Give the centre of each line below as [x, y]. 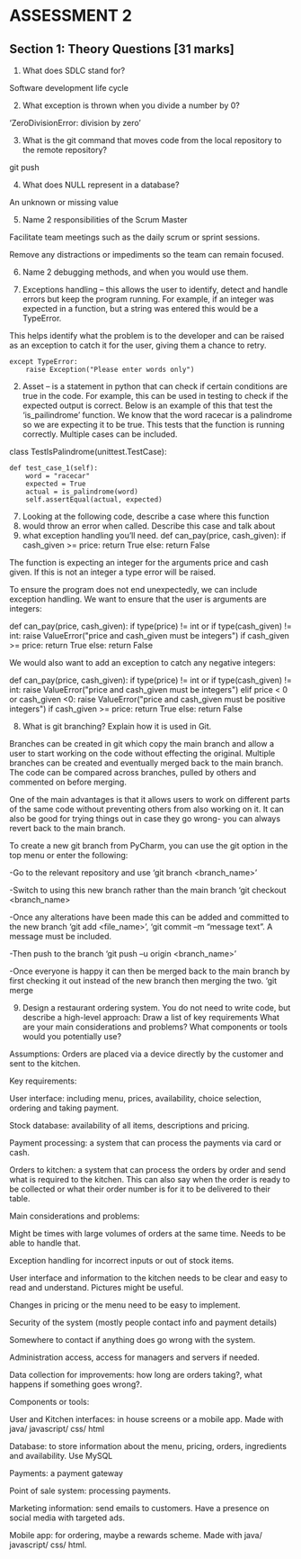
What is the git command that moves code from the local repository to [152, 140]
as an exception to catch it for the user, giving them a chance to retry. [138, 345]
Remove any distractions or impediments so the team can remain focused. [147, 254]
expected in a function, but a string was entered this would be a [140, 308]
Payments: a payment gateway [66, 1473]
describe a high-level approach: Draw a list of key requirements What [151, 1017]
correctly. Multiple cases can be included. [100, 434]
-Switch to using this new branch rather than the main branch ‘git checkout [148, 890]
